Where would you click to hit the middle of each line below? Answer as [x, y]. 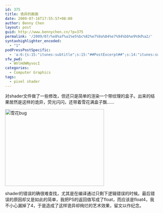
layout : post [18, 28]
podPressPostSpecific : [28, 50]
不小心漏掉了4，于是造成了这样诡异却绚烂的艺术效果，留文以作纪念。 [74, 205]
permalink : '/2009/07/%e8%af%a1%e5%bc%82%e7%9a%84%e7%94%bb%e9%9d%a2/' [79, 37]
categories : [17, 68]
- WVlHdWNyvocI [25, 63]
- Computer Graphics [30, 73]
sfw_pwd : [14, 59]
